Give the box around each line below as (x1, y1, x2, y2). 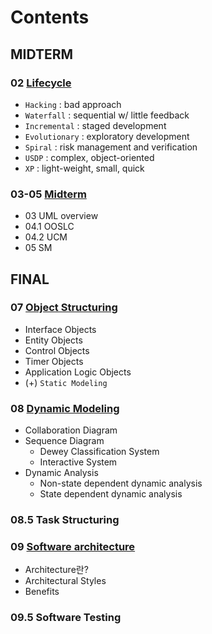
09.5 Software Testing (10, 611, 122, 625)
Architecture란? (24, 564, 89, 576)
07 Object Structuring (10, 301, 118, 315)
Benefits (24, 586, 60, 598)
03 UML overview (24, 210, 99, 222)
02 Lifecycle (10, 76, 72, 90)
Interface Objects (24, 323, 97, 335)
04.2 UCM (24, 231, 68, 243)
